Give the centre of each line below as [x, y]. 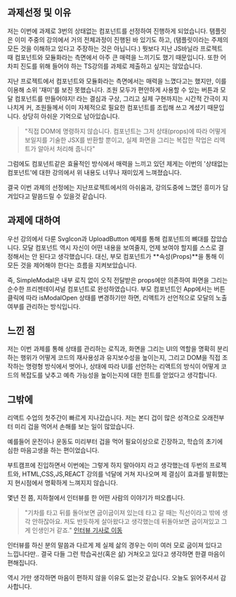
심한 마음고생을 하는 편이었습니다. [53, 450]
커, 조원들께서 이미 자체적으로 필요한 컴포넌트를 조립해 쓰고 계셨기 [116, 107]
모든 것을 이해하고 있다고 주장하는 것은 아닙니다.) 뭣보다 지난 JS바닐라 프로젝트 [115, 49]
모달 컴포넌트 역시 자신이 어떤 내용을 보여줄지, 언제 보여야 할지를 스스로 [119, 248]
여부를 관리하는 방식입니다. [44, 306]
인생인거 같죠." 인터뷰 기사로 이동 [77, 530]
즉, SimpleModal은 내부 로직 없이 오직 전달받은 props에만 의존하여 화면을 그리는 [118, 280]
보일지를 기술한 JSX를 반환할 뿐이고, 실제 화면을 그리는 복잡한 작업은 [118, 140]
